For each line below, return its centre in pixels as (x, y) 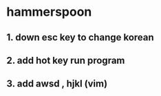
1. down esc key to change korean (80, 37)
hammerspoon (49, 12)
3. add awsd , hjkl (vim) (57, 84)
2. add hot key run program (66, 60)
